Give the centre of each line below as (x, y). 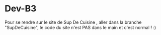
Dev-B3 (21, 9)
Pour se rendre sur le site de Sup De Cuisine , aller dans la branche (73, 22)
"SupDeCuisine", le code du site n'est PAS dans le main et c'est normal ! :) (80, 27)
